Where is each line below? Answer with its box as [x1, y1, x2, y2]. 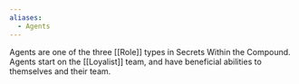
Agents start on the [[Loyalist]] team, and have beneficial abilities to [9, 56, 263, 67]
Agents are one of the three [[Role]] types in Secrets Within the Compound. [9, 46, 292, 57]
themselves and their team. [9, 65, 111, 77]
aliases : [9, 13, 43, 23]
